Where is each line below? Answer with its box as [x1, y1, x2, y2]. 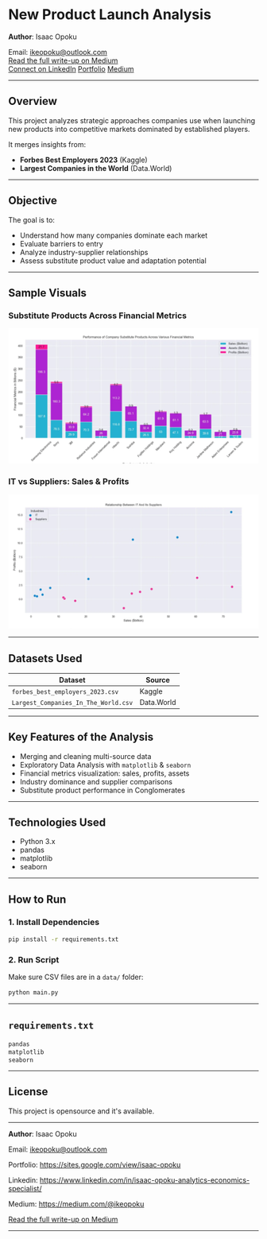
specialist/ [8, 1183, 42, 1193]
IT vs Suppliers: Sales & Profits [8, 475, 130, 486]
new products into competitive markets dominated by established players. [8, 124, 250, 134]
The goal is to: [8, 215, 56, 224]
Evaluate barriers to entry [19, 238, 103, 248]
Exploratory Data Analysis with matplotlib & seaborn [19, 760, 192, 769]
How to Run [8, 892, 67, 906]
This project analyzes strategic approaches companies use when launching [8, 115, 256, 125]
